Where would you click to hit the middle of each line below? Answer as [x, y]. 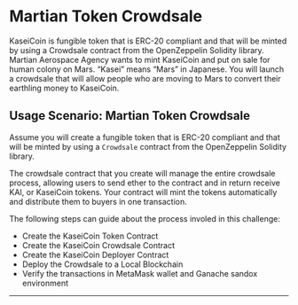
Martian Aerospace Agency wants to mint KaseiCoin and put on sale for [140, 59]
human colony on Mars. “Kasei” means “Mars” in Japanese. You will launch [147, 69]
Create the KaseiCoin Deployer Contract [95, 254]
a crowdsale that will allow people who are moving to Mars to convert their [145, 78]
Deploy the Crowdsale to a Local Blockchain [102, 264]
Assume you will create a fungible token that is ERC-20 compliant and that [145, 137]
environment [45, 283]
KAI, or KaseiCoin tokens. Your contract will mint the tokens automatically [143, 192]
